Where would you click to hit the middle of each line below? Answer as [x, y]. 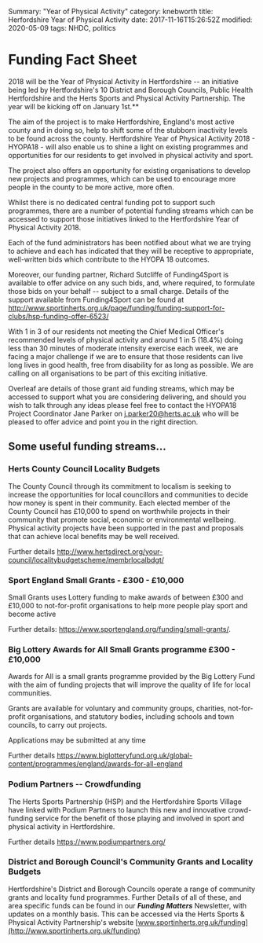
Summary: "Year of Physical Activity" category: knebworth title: [111, 11]
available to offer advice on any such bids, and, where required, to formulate [131, 283]
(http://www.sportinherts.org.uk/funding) [75, 930]
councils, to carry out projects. [58, 725]
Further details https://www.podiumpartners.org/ [87, 842]
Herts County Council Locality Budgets [84, 469]
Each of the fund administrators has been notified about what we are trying [130, 242]
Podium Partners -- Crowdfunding [75, 784]
